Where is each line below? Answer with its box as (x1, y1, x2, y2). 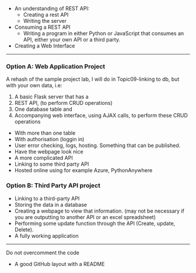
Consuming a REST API (14, 23, 71, 30)
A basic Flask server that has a (14, 93, 89, 100)
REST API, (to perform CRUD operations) (14, 100, 113, 107)
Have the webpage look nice (14, 148, 83, 155)
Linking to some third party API (14, 161, 89, 168)
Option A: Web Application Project (6, 62, 106, 70)
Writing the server (23, 18, 67, 24)
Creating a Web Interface (14, 42, 75, 49)
